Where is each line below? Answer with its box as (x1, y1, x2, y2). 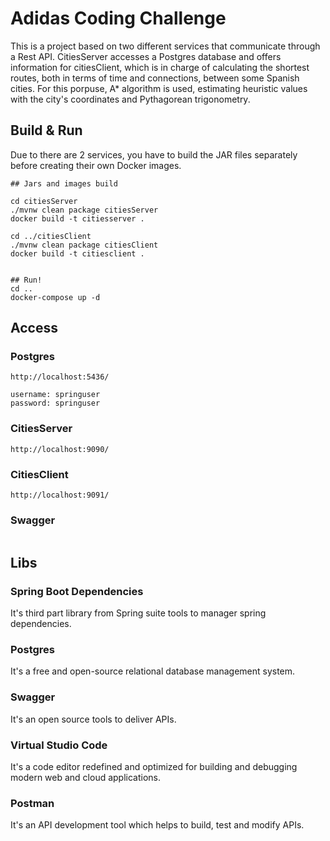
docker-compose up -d (10, 292, 101, 302)
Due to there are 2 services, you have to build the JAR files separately (10, 148, 298, 161)
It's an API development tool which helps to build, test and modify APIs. (10, 819, 305, 831)
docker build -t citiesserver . (10, 213, 145, 224)
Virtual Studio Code (10, 738, 108, 752)
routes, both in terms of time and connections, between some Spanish (10, 72, 300, 84)
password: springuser (10, 398, 101, 409)
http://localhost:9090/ (10, 444, 110, 454)
